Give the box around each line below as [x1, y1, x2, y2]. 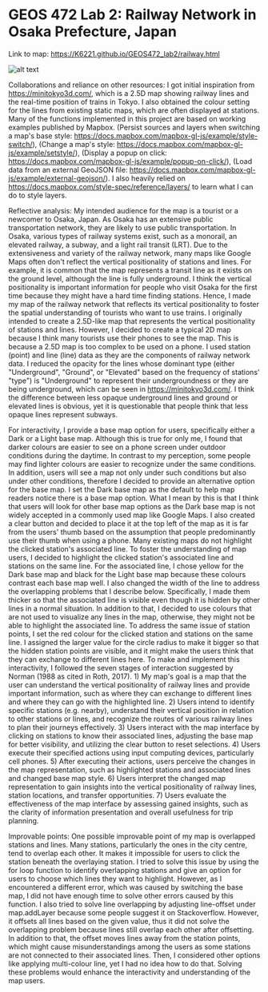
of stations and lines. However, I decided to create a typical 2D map [8, 325, 232, 334]
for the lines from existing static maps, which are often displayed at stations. [8, 106, 260, 115]
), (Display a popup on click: [74, 148, 168, 157]
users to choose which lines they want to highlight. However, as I [8, 874, 222, 883]
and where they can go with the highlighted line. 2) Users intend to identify [8, 697, 254, 707]
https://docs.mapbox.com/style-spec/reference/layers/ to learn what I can [8, 181, 254, 191]
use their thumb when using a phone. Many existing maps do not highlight [8, 536, 252, 545]
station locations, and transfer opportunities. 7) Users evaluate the [8, 790, 227, 800]
